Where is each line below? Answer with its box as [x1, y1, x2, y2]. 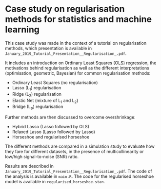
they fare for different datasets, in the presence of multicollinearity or [5, 149, 144, 155]
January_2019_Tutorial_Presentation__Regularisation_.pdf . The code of [5, 169, 152, 174]
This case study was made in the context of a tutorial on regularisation [5, 40, 147, 46]
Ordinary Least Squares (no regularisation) [12, 79, 98, 86]
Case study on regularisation [5, 3, 125, 15]
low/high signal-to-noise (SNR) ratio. [5, 154, 79, 160]
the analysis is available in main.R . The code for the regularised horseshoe [5, 173, 154, 179]
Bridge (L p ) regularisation [12, 103, 63, 111]
